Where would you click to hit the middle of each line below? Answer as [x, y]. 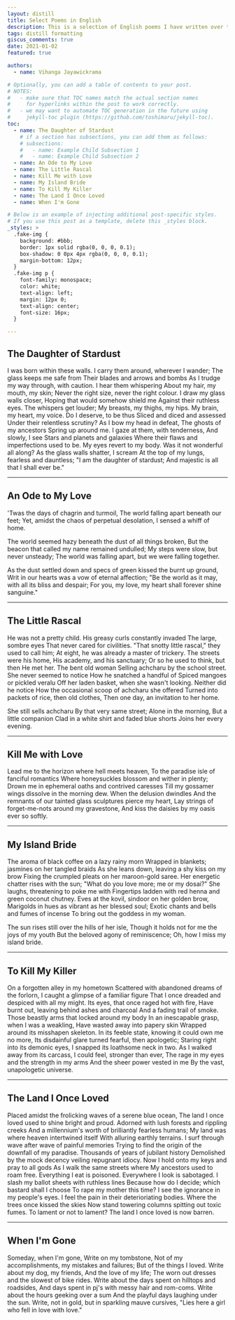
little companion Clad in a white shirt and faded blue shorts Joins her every [115, 718]
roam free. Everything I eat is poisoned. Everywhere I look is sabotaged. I [113, 1175]
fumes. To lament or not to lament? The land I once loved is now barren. [111, 1212]
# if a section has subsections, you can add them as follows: [114, 137]
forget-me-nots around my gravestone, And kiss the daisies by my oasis [111, 809]
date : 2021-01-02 [33, 46]
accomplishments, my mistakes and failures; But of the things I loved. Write [115, 1265]
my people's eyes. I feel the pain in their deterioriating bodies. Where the [112, 1197]
